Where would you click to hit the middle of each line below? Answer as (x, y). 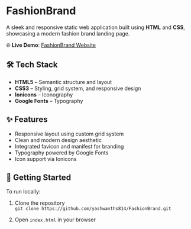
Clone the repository (40, 203)
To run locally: (23, 192)
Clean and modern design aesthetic (58, 140)
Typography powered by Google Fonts (61, 153)
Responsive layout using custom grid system (69, 134)
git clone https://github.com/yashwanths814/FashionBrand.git (93, 209)
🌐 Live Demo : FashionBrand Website (51, 45)
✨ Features (27, 120)
